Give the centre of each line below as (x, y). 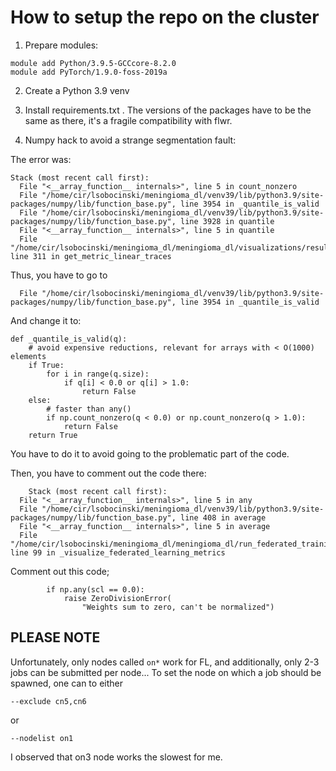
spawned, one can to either (66, 683)
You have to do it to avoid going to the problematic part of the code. (150, 453)
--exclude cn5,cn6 (48, 701)
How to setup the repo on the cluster (165, 17)
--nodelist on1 (42, 738)
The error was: (41, 159)
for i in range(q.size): (98, 374)
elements (28, 356)
